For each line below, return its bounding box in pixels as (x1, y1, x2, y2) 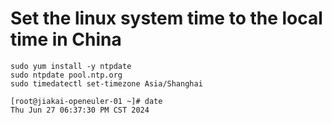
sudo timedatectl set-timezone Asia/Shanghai (10, 78, 203, 89)
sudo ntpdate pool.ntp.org (10, 70, 123, 80)
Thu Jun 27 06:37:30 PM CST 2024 (10, 105, 150, 115)
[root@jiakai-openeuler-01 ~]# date (10, 96, 163, 106)
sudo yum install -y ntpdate (10, 61, 132, 71)
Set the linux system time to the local (10, 7, 323, 30)
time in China (10, 28, 122, 51)
